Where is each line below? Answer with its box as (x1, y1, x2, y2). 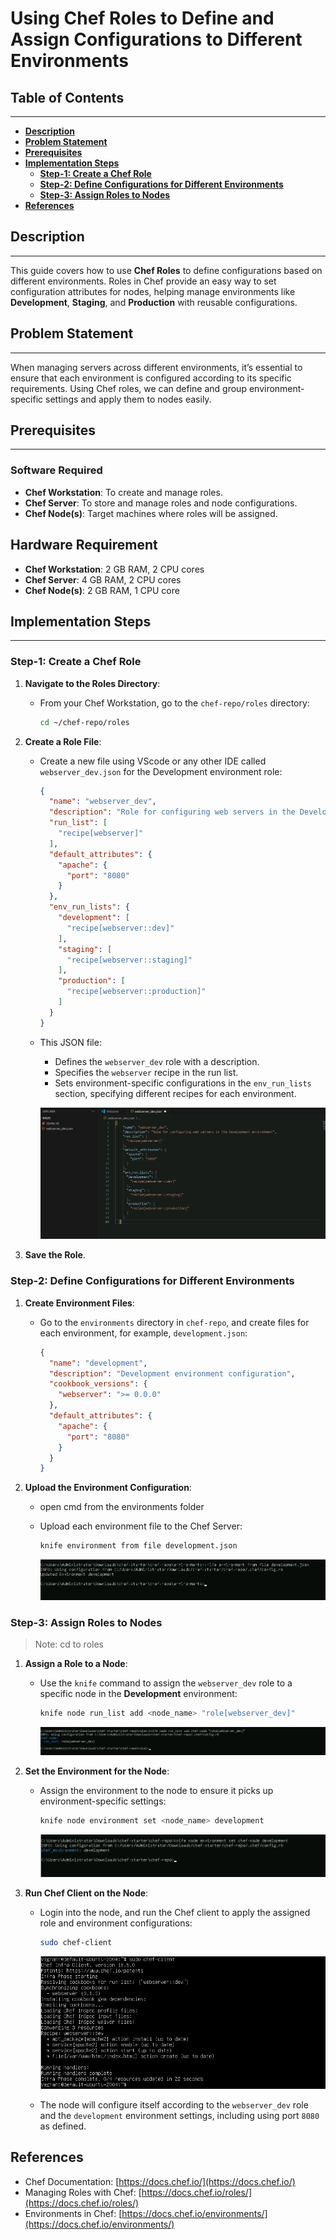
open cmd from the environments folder (39, 1501, 205, 1513)
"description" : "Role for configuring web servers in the (48, 807, 296, 817)
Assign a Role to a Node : (24, 1658, 128, 1670)
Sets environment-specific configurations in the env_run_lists (54, 1077, 312, 1089)
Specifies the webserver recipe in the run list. (54, 1066, 239, 1078)
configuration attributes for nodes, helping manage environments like (10, 285, 296, 297)
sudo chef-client (39, 1937, 113, 1947)
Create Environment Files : (24, 1297, 135, 1309)
